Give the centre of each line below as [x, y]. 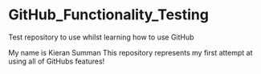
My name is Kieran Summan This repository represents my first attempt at [130, 52]
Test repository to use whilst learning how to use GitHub [101, 37]
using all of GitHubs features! [57, 61]
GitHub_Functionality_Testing [108, 15]
